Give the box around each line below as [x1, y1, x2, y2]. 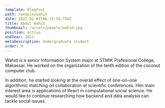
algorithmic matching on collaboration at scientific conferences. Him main [5, 82, 155, 88]
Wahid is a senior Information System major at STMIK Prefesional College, [5, 57, 155, 63]
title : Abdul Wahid [5, 21, 45, 26]
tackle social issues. [5, 98, 46, 104]
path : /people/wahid [5, 12, 48, 17]
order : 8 [5, 44, 23, 49]
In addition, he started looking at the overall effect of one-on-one [5, 77, 137, 83]
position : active [5, 30, 41, 35]
